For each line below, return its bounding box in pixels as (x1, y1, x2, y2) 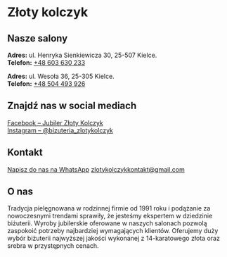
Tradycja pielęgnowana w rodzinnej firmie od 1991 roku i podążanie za (7, 204, 211, 213)
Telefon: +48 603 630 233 (7, 58, 86, 67)
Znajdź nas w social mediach (7, 100, 137, 112)
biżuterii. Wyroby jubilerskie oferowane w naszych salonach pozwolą (7, 219, 207, 227)
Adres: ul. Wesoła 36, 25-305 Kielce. (7, 72, 115, 80)
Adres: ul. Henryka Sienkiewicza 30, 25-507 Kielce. (7, 51, 157, 59)
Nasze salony (7, 32, 68, 44)
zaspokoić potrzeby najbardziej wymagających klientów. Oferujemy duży (7, 227, 219, 235)
